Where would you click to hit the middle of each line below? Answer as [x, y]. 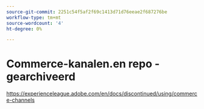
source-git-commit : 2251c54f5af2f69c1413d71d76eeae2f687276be [87, 12]
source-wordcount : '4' [35, 23]
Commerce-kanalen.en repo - [83, 64]
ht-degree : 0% [24, 29]
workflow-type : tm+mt [34, 18]
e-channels [21, 100]
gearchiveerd [41, 77]
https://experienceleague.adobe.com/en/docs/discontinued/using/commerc [102, 94]
